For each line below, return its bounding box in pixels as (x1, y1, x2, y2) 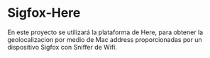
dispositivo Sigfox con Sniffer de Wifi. (7, 43, 117, 51)
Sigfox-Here (7, 5, 81, 21)
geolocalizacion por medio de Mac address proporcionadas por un (7, 35, 202, 43)
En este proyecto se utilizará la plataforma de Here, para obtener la (7, 28, 204, 36)
